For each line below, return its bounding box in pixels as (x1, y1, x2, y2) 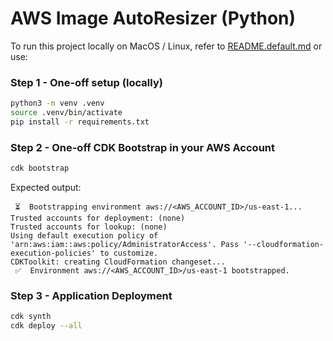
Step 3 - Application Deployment (10, 288, 173, 302)
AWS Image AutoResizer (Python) (10, 7, 297, 30)
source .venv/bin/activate (10, 108, 123, 118)
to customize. (99, 248, 159, 259)
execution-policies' (10, 248, 97, 259)
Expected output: (10, 182, 82, 194)
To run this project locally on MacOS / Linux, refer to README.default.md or (10, 40, 323, 52)
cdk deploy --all (10, 321, 83, 331)
